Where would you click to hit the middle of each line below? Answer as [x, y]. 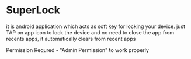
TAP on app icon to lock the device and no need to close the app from [90, 32]
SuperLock [33, 10]
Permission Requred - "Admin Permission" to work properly [77, 50]
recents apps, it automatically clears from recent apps [71, 39]
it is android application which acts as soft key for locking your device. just [96, 26]
